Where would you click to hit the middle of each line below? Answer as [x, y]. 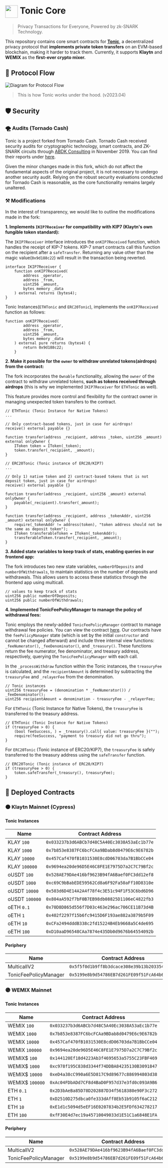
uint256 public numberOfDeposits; [41, 596]
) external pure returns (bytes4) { [52, 343]
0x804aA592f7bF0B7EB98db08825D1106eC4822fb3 [100, 899]
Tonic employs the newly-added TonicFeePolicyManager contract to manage [83, 624]
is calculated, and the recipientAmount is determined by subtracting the [79, 671]
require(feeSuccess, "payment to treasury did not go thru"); [80, 736]
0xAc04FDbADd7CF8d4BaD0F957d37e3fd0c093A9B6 [103, 1082]
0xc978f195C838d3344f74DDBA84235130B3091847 [103, 1066]
